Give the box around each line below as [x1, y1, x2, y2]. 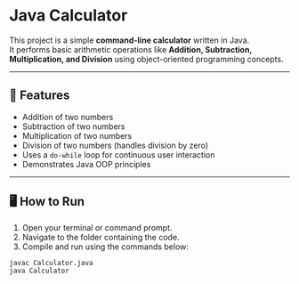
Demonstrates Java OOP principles [21, 158, 151, 169]
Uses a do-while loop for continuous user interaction [21, 149, 215, 160]
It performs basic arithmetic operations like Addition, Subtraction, [9, 44, 253, 54]
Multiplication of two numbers [21, 130, 133, 141]
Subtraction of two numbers [21, 121, 125, 132]
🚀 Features [9, 88, 70, 103]
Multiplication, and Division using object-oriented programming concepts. [9, 53, 284, 64]
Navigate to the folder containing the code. [21, 231, 180, 242]
